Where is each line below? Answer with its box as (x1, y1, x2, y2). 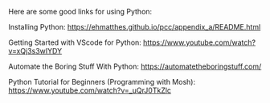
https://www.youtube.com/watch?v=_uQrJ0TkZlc (8, 85, 171, 95)
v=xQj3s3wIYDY (8, 46, 63, 55)
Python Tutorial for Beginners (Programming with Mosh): (8, 77, 195, 86)
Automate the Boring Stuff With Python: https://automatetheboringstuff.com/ (8, 61, 262, 71)
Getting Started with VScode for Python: (8, 38, 142, 47)
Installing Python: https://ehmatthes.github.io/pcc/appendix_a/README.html (8, 22, 261, 31)
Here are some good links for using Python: (8, 7, 153, 16)
